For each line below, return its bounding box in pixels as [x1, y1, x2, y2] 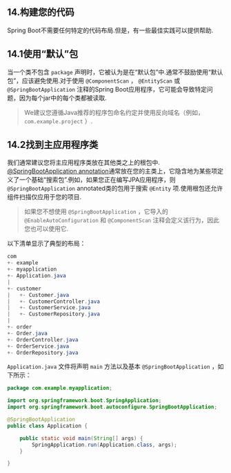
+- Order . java [7, 330, 48, 337]
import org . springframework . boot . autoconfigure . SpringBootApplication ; [7, 403, 217, 411]
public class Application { [7, 422, 88, 429]
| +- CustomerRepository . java [7, 311, 100, 318]
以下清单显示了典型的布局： [7, 240, 86, 248]
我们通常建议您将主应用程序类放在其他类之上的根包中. [7, 158, 161, 167]
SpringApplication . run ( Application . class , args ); [32, 441, 177, 448]
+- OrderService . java [7, 343, 70, 350]
